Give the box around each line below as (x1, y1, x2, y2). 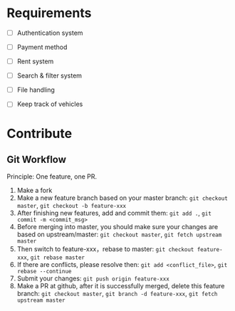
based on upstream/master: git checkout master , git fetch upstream (16, 230, 222, 239)
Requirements (6, 5, 92, 21)
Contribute (6, 125, 73, 142)
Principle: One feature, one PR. (6, 172, 98, 181)
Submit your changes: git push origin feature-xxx (16, 274, 170, 283)
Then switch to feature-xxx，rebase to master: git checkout (16, 245, 194, 253)
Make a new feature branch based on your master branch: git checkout (16, 194, 229, 202)
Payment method (16, 43, 68, 51)
